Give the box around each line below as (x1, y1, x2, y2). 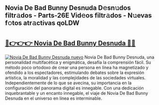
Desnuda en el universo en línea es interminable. (5, 95, 102, 101)
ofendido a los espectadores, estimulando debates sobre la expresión (5, 70, 144, 75)
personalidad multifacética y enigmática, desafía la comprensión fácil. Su (5, 60, 151, 65)
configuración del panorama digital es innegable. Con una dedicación (5, 85, 144, 91)
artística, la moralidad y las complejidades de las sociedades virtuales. (5, 75, 146, 80)
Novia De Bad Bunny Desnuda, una (84, 54, 155, 60)
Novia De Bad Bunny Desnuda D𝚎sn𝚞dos (5, 4, 131, 12)
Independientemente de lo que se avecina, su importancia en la (5, 80, 132, 86)
